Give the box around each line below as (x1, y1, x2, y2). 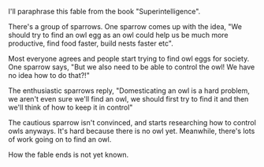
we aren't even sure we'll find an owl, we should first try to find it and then (8, 95, 249, 103)
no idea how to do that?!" (8, 71, 91, 80)
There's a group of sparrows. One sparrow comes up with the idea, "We (8, 22, 243, 31)
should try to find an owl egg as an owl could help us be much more (8, 31, 229, 39)
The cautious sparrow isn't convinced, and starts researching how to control (8, 118, 256, 127)
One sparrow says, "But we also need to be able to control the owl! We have (8, 62, 255, 72)
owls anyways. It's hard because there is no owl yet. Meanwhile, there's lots (8, 126, 255, 135)
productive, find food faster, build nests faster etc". (8, 39, 173, 48)
